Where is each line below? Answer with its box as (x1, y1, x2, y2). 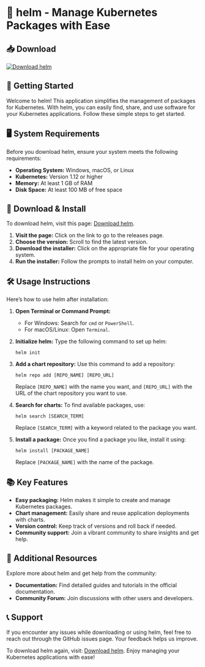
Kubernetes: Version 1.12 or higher (15, 173, 103, 180)
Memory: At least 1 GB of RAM (15, 179, 93, 186)
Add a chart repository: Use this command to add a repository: (15, 360, 176, 368)
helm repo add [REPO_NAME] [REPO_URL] (15, 372, 114, 379)
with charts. (15, 516, 45, 524)
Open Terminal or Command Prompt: (15, 308, 111, 315)
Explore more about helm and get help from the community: (6, 570, 157, 577)
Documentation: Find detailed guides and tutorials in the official (15, 581, 177, 589)
